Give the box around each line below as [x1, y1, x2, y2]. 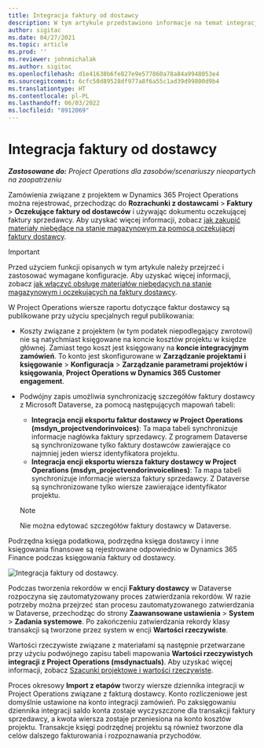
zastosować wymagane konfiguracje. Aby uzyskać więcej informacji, [8, 271, 232, 280]
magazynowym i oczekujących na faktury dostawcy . [8, 287, 178, 297]
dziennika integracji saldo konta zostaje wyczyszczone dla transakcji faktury [8, 706, 255, 715]
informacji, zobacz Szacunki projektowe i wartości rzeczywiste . [8, 665, 214, 675]
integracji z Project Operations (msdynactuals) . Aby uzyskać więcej [8, 657, 233, 666]
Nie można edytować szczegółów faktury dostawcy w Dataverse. [19, 521, 232, 530]
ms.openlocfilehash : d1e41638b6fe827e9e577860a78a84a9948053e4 [8, 70, 220, 78]
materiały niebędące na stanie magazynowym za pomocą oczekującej [8, 223, 236, 233]
